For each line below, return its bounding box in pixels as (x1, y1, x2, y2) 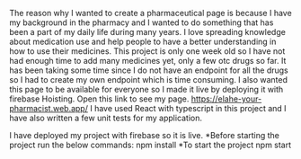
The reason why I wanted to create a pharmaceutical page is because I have (9, 8, 292, 18)
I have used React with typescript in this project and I (89, 103, 287, 113)
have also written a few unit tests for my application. (9, 112, 203, 123)
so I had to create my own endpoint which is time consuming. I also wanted (9, 75, 288, 84)
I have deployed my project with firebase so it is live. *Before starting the (9, 130, 280, 140)
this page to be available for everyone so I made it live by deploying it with (9, 84, 284, 94)
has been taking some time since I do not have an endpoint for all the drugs (9, 65, 289, 75)
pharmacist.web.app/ (9, 103, 88, 113)
